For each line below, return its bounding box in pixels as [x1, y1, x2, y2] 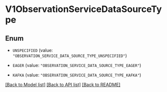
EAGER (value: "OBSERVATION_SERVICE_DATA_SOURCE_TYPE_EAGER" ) [12, 62, 142, 68]
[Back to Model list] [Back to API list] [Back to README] [5, 81, 121, 87]
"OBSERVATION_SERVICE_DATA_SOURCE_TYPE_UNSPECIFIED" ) [12, 52, 127, 58]
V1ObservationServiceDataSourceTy [5, 3, 162, 15]
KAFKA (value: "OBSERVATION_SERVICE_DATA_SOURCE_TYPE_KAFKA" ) [12, 72, 142, 78]
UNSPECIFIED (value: [12, 47, 53, 53]
